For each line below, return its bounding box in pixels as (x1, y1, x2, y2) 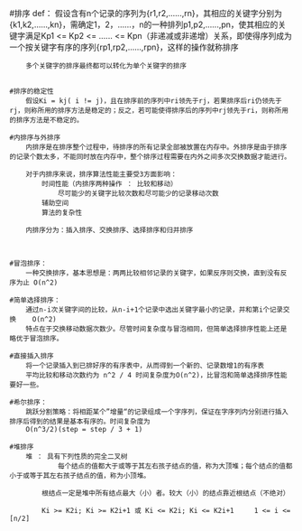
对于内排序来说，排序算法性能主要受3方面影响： (25, 170, 178, 179)
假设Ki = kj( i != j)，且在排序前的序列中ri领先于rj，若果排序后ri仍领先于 (25, 97, 282, 106)
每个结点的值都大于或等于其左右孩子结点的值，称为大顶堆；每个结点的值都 (57, 461, 293, 470)
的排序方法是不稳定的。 (9, 116, 84, 125)
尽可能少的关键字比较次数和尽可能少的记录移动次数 (57, 189, 219, 198)
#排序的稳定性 (9, 87, 54, 96)
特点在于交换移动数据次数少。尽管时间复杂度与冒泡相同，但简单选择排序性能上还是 (25, 324, 288, 333)
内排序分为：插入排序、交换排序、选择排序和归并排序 (25, 226, 194, 235)
